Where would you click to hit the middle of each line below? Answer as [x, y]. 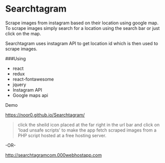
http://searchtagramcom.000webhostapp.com [54, 155]
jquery [19, 85]
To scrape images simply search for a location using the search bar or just [82, 28]
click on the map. [23, 33]
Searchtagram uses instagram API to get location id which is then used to [82, 43]
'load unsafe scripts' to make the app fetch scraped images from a [87, 130]
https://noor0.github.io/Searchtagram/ [45, 115]
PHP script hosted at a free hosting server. [62, 135]
